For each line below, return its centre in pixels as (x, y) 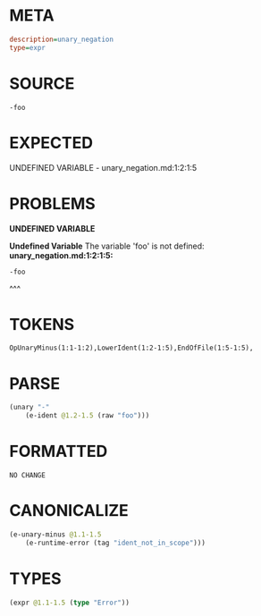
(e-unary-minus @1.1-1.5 (55, 535)
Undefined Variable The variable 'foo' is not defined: (107, 246)
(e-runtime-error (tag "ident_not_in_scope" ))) (115, 543)
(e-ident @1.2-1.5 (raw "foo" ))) (88, 416)
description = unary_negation (62, 39)
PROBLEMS (52, 203)
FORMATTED (59, 451)
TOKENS (42, 324)
